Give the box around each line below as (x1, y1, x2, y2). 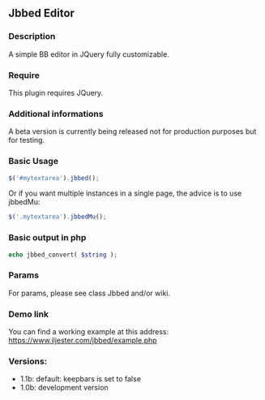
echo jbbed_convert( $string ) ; (8, 251, 118, 259)
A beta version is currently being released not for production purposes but (8, 127, 257, 136)
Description (8, 31, 56, 42)
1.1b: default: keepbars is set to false (19, 374, 142, 384)
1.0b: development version (19, 383, 109, 393)
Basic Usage (8, 156, 59, 167)
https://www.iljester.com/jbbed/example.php (8, 336, 157, 346)
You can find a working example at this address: (8, 327, 169, 337)
